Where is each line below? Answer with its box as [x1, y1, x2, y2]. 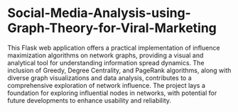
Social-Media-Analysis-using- [7, 5, 192, 21]
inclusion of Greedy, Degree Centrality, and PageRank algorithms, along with [7, 66, 232, 74]
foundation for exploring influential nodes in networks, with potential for [7, 89, 217, 97]
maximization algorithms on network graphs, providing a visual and [7, 51, 204, 60]
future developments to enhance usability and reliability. [7, 96, 172, 104]
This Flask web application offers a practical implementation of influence [7, 43, 220, 52]
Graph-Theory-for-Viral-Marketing [7, 20, 217, 36]
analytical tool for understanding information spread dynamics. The [7, 58, 205, 67]
